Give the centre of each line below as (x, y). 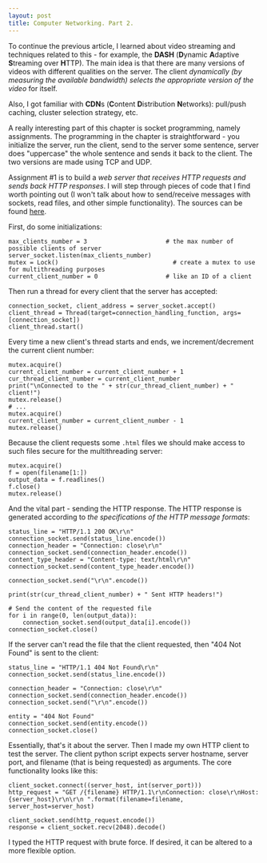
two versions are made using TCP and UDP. (80, 161)
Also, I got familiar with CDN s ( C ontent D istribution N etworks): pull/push (127, 104)
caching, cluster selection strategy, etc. (73, 112)
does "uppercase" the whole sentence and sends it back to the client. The (131, 153)
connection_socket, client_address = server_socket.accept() (112, 306)
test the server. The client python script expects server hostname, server (129, 754)
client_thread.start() (46, 327)
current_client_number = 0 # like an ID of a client (130, 276)
